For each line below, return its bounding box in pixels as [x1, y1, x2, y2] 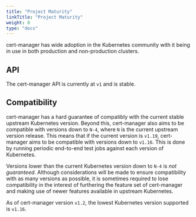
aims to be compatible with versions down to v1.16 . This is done [29, 138, 185, 145]
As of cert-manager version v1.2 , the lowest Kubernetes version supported [6, 199, 189, 206]
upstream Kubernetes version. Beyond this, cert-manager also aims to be [6, 119, 184, 127]
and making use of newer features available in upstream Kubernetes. [6, 187, 174, 195]
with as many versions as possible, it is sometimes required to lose [6, 175, 168, 182]
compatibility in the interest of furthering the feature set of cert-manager [6, 181, 183, 188]
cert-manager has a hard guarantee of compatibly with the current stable [6, 113, 184, 120]
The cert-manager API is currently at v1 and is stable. [6, 80, 136, 88]
